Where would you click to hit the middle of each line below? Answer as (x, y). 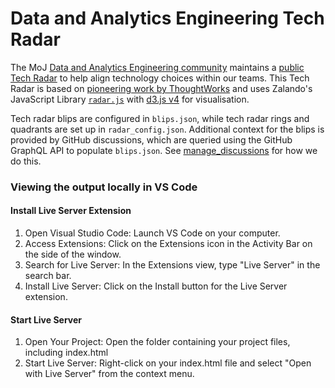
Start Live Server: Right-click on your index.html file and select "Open (168, 363)
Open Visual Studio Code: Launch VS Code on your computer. (152, 233)
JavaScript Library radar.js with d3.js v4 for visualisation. (130, 99)
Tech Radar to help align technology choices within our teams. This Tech (160, 78)
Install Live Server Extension (71, 211)
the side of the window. (73, 254)
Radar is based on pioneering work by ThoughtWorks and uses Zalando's (161, 88)
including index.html (66, 353)
